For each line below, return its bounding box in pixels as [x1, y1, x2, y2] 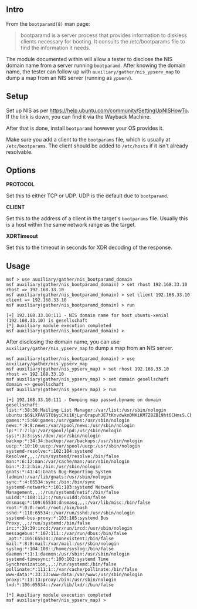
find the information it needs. [20, 44, 91, 51]
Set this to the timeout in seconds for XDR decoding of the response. [6, 244, 173, 251]
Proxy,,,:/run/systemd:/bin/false [6, 520, 91, 526]
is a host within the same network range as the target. [6, 221, 137, 228]
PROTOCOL [6, 181, 35, 188]
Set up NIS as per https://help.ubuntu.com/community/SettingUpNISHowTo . [6, 107, 189, 114]
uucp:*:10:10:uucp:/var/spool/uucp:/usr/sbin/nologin [6, 443, 141, 449]
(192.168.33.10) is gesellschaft [6, 318, 88, 324]
